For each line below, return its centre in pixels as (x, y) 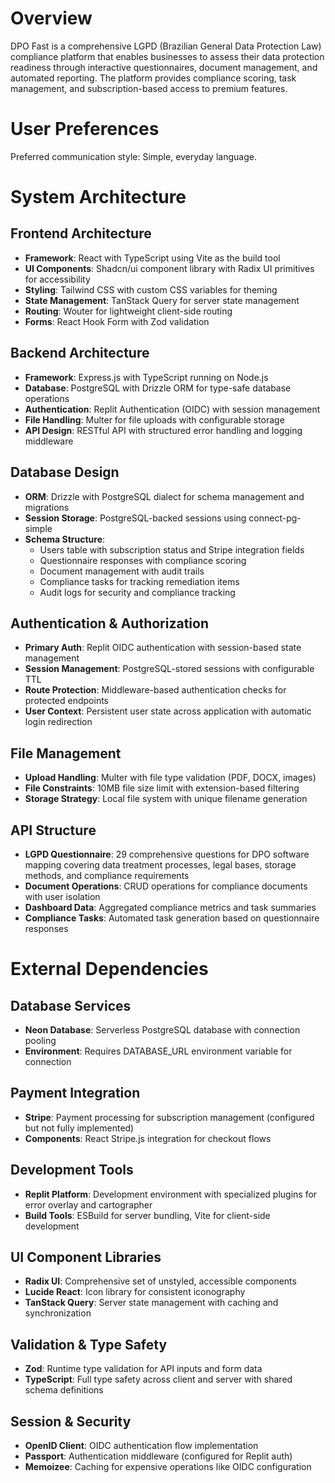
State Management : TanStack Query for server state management (162, 300)
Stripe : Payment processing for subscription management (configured (169, 1117)
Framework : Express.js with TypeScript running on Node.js (146, 377)
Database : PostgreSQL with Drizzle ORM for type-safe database (158, 388)
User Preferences (85, 129)
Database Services (71, 1005)
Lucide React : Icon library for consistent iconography (135, 1292)
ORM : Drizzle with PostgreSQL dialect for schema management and (164, 496)
